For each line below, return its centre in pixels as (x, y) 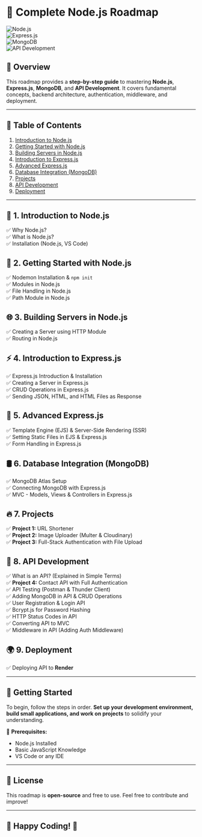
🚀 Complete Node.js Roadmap (82, 12)
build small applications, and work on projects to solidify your (84, 714)
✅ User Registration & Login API (46, 603)
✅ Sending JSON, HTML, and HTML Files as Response (74, 396)
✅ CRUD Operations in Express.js (47, 389)
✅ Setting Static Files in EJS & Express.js (57, 437)
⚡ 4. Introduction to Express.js (64, 359)
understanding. (25, 720)
